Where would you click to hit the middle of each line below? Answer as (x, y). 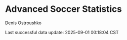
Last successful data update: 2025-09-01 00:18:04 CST (62, 32)
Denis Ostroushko (23, 23)
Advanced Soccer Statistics (63, 9)
